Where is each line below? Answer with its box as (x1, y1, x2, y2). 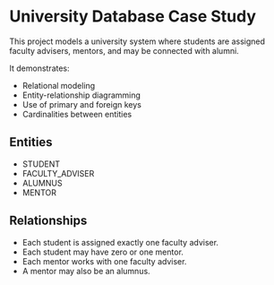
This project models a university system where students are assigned (9, 36, 266, 47)
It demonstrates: (9, 63, 70, 73)
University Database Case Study (9, 6, 257, 27)
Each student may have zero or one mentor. (21, 246, 184, 257)
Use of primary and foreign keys (21, 99, 141, 109)
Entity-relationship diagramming (21, 90, 141, 100)
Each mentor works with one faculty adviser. (21, 255, 187, 266)
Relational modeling (21, 80, 96, 91)
